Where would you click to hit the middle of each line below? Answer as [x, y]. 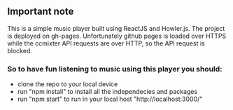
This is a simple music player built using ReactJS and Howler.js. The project [116, 28]
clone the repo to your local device [68, 84]
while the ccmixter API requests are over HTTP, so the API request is [106, 43]
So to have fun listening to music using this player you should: [115, 69]
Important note [41, 12]
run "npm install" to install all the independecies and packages [107, 92]
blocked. [20, 50]
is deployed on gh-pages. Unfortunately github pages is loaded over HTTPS [117, 36]
